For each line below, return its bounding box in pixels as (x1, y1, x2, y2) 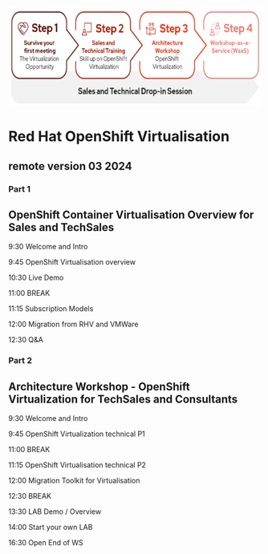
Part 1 (8, 183, 30, 194)
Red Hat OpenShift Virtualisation (8, 127, 230, 146)
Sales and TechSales (8, 220, 115, 234)
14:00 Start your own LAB (8, 523, 93, 532)
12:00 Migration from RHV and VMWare (8, 319, 139, 330)
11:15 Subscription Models (8, 304, 94, 313)
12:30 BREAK (8, 491, 52, 501)
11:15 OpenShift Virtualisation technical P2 (8, 460, 147, 470)
